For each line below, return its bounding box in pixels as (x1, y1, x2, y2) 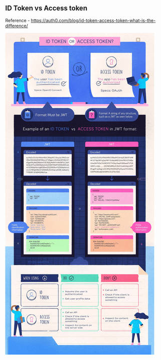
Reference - (5, 17, 30, 23)
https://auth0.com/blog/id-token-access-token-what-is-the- (31, 17, 156, 23)
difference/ (5, 23, 29, 29)
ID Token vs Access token (5, 4, 88, 13)
